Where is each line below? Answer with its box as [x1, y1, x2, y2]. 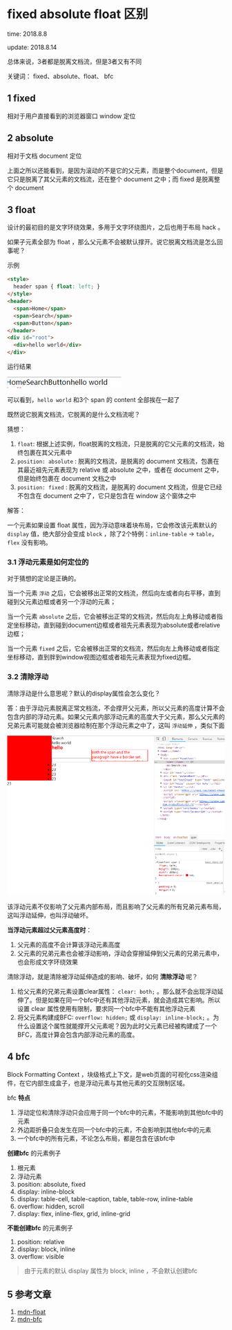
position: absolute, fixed [17, 1180, 86, 1188]
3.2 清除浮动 [7, 672, 49, 682]
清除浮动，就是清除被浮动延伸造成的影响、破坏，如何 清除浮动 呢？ [7, 972, 198, 981]
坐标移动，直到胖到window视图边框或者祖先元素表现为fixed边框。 [7, 653, 195, 662]
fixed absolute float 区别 [7, 6, 148, 22]
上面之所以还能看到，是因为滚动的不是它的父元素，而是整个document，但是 [7, 166, 224, 174]
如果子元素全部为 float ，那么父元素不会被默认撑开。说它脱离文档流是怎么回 [7, 238, 223, 246]
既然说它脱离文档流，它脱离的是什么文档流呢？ [7, 410, 140, 419]
